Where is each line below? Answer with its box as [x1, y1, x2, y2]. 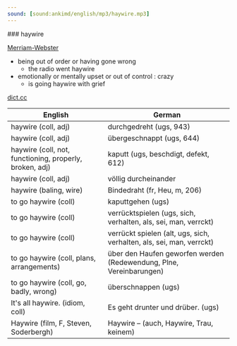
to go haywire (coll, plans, [11, 253, 97, 263]
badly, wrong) [11, 286, 58, 296]
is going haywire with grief [28, 79, 106, 88]
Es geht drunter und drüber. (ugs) [107, 302, 220, 312]
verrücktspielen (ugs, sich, [107, 208, 196, 218]
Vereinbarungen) [107, 266, 164, 276]
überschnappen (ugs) [107, 282, 180, 292]
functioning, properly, [11, 153, 83, 163]
